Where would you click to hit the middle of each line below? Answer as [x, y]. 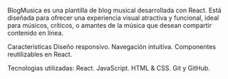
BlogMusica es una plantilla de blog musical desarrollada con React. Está [115, 10]
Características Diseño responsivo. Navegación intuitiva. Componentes [112, 47]
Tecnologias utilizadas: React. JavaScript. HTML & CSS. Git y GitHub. [109, 68]
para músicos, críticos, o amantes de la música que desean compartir [110, 25]
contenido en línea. [36, 33]
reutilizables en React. [40, 54]
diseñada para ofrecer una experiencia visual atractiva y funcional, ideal [113, 18]
